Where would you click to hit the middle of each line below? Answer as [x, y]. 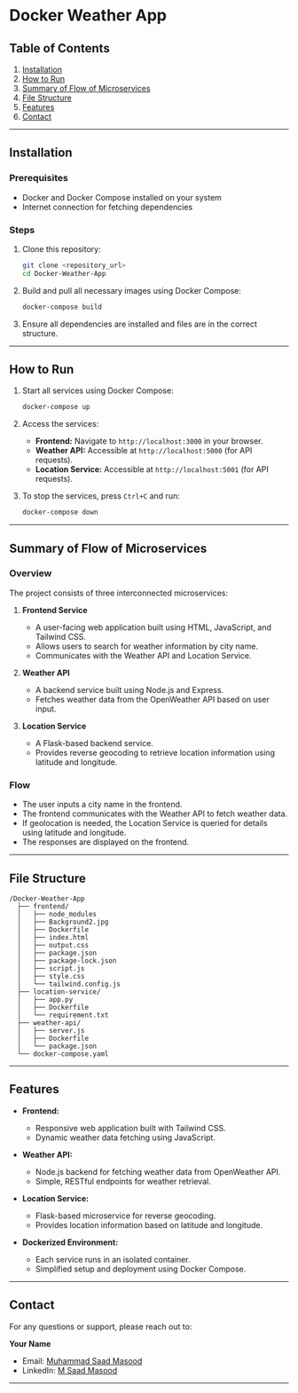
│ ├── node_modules [57, 914]
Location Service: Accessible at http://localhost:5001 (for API [152, 469]
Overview [31, 573]
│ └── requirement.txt [63, 1015]
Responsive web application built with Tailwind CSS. [130, 1128]
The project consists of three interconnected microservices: [119, 593]
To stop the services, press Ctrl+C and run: [101, 496]
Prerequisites [39, 178]
